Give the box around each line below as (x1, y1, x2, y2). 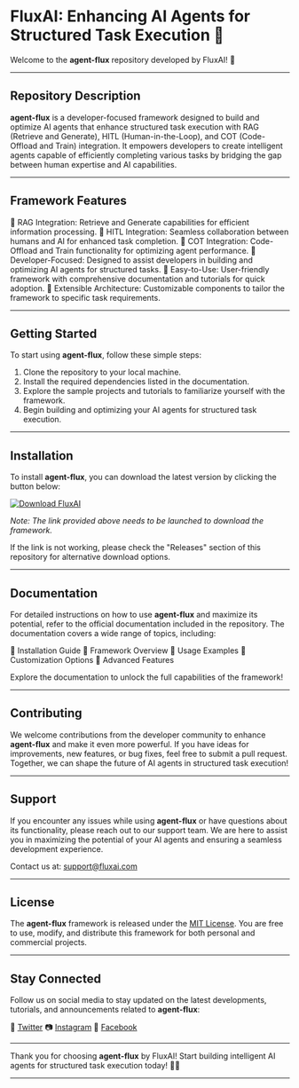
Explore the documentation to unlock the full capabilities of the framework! (10, 672, 283, 682)
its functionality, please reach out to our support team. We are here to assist (10, 824, 287, 835)
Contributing (10, 706, 83, 721)
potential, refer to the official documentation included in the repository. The (10, 619, 285, 629)
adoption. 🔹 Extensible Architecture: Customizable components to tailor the (10, 282, 286, 294)
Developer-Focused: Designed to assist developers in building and (10, 255, 254, 265)
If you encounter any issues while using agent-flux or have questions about (10, 815, 287, 826)
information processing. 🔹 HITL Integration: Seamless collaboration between (10, 226, 289, 237)
